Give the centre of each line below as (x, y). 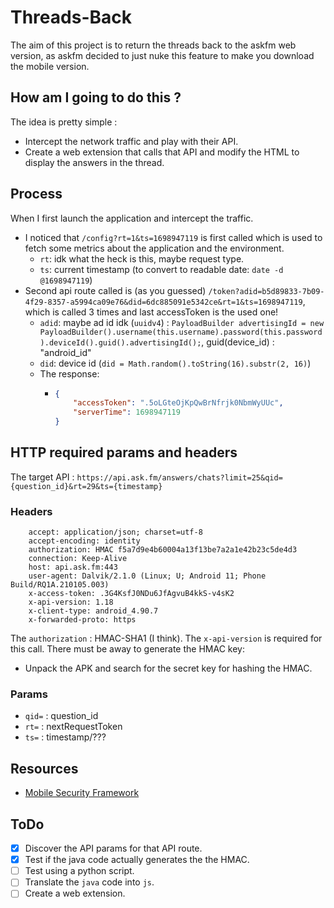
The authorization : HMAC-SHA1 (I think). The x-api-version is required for (166, 638)
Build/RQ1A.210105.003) (60, 585)
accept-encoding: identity (84, 541)
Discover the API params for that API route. (113, 848)
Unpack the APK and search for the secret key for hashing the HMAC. (168, 668)
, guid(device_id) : (238, 342)
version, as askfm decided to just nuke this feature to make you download (162, 55)
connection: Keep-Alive (78, 559)
